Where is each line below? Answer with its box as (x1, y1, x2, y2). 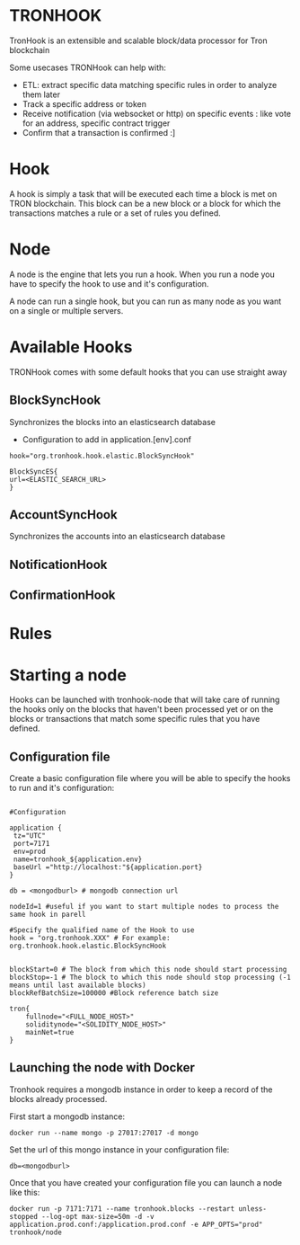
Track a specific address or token (22, 98, 146, 109)
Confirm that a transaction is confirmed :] (22, 127, 176, 138)
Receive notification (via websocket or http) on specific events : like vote (22, 108, 292, 119)
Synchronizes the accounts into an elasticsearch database (9, 531, 226, 542)
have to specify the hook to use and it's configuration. (9, 278, 209, 289)
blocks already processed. (9, 1093, 108, 1104)
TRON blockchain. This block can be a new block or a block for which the (9, 198, 281, 209)
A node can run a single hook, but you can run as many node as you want (9, 296, 282, 307)
